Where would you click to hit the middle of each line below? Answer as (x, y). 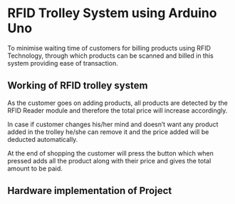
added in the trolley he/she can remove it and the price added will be (108, 132)
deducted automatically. (43, 139)
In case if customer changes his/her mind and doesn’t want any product (113, 124)
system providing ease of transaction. (63, 63)
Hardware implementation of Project (90, 191)
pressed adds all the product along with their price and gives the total (109, 160)
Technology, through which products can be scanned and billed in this (110, 56)
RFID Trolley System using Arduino (112, 13)
